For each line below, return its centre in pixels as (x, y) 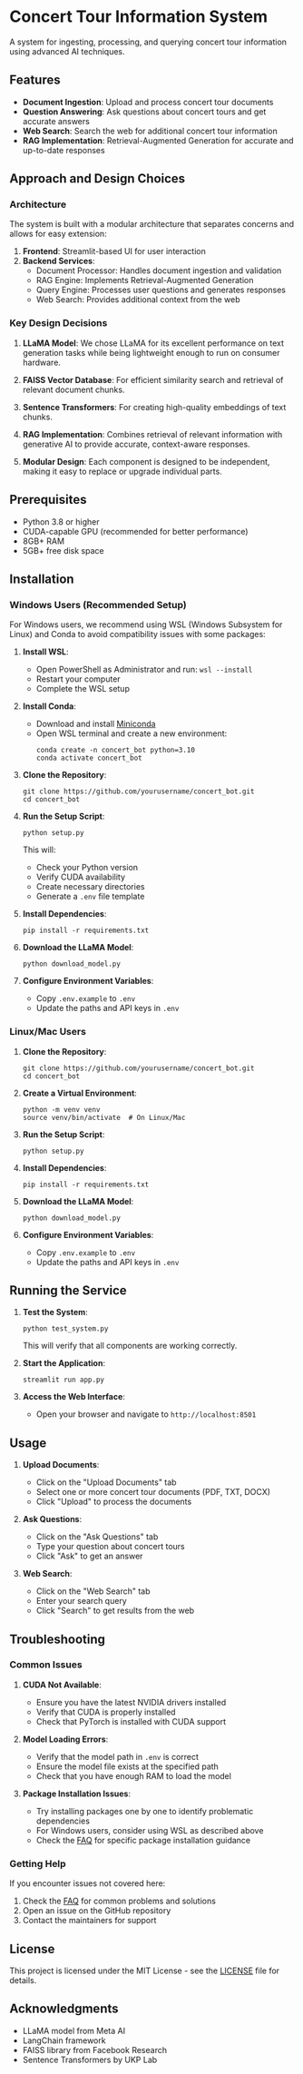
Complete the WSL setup (83, 689)
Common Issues (46, 1665)
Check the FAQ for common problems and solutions (119, 1901)
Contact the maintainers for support (89, 1921)
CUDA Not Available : (62, 1685)
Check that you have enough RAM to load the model (133, 1775)
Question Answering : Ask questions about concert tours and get (144, 112)
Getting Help (38, 1863)
